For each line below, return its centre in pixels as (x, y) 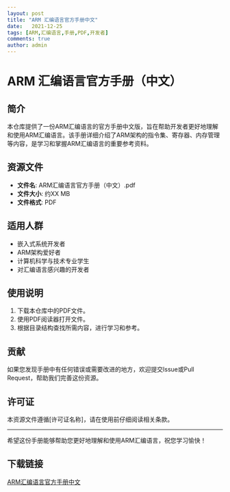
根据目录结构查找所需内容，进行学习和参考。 (80, 328)
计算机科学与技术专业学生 (53, 260)
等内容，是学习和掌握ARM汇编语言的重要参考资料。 (80, 144)
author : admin (27, 45)
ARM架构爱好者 (39, 252)
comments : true (29, 39)
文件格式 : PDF (37, 202)
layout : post (26, 13)
